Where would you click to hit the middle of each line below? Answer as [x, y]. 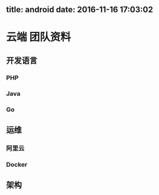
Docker [17, 164]
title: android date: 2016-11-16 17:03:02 [80, 10]
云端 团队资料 [38, 37]
